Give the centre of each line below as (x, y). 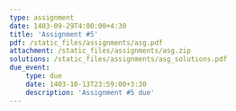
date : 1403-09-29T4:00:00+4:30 (68, 26)
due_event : (30, 68)
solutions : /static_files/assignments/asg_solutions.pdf (118, 59)
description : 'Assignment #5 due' (90, 92)
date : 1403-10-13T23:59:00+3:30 (86, 84)
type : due (44, 76)
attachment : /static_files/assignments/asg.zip (100, 51)
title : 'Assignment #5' (54, 34)
